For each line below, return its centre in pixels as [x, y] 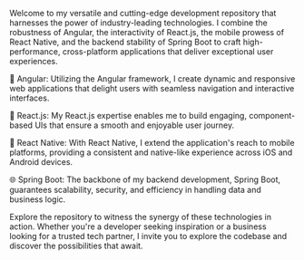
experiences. [34, 61]
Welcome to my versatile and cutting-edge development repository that [143, 13]
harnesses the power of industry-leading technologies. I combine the [138, 23]
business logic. [38, 199]
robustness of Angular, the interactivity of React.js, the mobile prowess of [147, 32]
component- [272, 116]
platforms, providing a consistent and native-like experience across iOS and [151, 152]
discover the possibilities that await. [76, 246]
